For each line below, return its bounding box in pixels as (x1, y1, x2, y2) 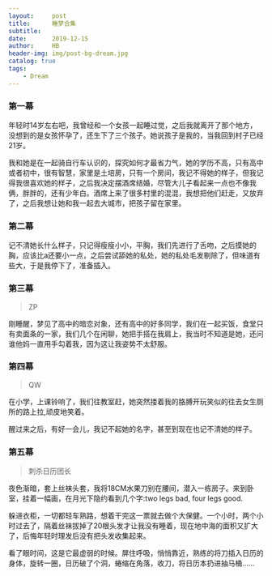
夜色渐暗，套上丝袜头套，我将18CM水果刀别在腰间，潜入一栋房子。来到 (8, 484, 248, 493)
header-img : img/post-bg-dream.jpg (8, 49, 129, 58)
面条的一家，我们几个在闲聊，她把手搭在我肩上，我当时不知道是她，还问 (22, 329, 264, 339)
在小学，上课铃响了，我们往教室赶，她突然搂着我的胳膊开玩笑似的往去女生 (8, 396, 257, 406)
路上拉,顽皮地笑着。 (22, 407, 89, 416)
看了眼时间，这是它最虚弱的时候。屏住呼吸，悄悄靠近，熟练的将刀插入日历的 (8, 548, 264, 558)
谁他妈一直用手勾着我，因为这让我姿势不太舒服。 (8, 339, 172, 348)
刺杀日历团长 (28, 467, 71, 476)
